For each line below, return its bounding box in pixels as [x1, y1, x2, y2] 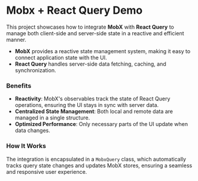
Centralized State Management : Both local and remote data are [14, 108, 173, 115]
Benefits [6, 81, 32, 90]
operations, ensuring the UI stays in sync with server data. [14, 102, 159, 109]
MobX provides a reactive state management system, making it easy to [14, 47, 191, 54]
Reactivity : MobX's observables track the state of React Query [14, 95, 170, 102]
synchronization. [14, 66, 56, 73]
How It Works [6, 142, 47, 150]
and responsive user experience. [6, 168, 87, 175]
